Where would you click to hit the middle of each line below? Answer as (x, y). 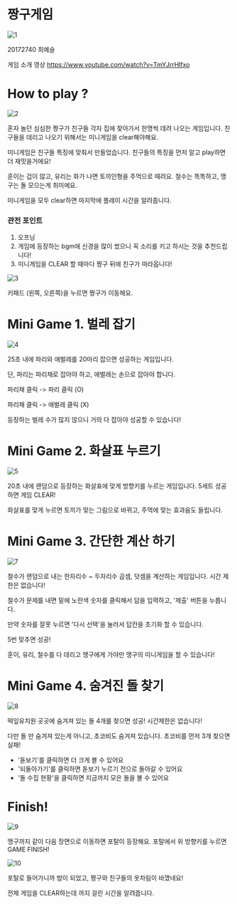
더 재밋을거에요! (29, 161)
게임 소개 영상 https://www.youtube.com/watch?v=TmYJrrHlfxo (99, 64)
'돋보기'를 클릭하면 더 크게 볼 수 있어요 (71, 760)
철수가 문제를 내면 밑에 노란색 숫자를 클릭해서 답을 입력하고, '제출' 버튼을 (108, 600)
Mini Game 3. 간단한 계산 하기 (91, 541)
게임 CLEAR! (38, 495)
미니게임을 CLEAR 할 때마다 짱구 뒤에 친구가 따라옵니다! (95, 264)
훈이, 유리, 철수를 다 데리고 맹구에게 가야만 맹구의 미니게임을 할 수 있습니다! (111, 654)
